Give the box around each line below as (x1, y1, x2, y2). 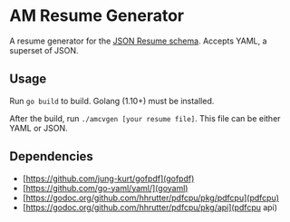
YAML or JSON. (9, 122, 68, 133)
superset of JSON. (9, 44, 79, 55)
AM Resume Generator (9, 5, 184, 26)
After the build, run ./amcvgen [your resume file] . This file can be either (9, 112, 281, 123)
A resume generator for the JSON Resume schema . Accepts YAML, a (9, 35, 267, 46)
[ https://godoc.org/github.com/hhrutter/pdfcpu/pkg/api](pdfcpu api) (22, 201, 278, 213)
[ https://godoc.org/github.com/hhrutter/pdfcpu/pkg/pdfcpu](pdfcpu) (22, 192, 279, 203)
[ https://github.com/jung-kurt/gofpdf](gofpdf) (22, 173, 195, 184)
